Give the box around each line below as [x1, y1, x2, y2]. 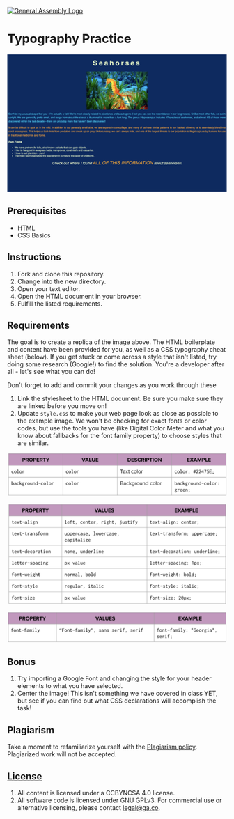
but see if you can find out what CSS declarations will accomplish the [17, 696, 217, 705]
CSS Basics [17, 231, 51, 240]
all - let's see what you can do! [7, 368, 95, 376]
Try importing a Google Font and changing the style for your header [17, 674, 212, 682]
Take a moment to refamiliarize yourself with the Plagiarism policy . [7, 742, 197, 751]
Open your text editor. [17, 284, 81, 292]
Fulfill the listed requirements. [17, 299, 102, 308]
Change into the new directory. [17, 277, 107, 286]
